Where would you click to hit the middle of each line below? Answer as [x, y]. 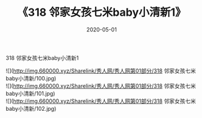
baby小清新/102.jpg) [31, 108]
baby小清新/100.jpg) [31, 78]
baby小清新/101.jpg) [30, 93]
